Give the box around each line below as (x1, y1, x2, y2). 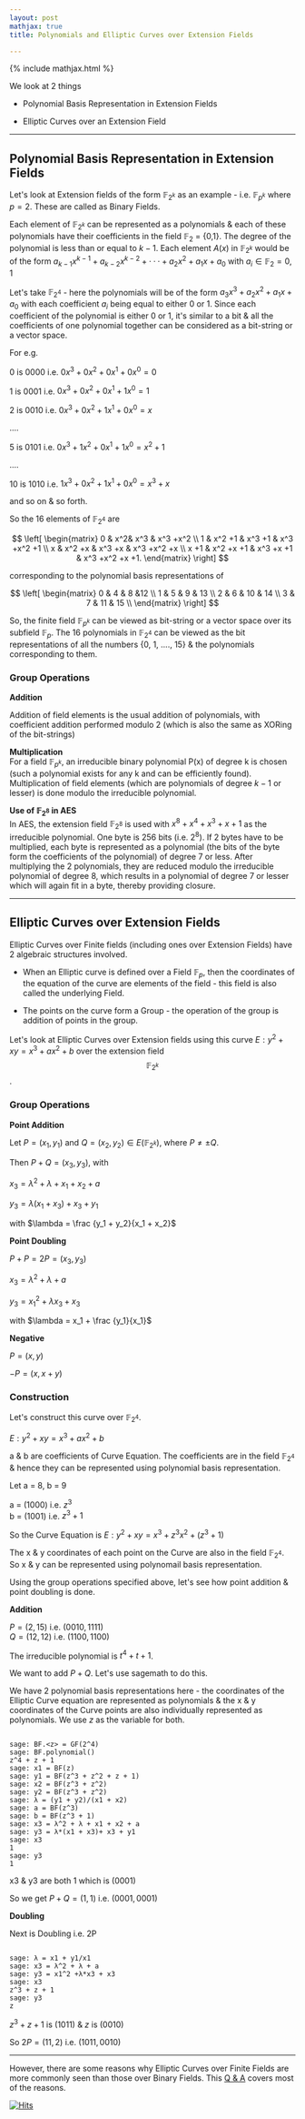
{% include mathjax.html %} (9, 63, 114, 74)
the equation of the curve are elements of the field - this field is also (22, 978, 277, 989)
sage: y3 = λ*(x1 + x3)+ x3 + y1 (9, 1828, 136, 1837)
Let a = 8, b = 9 (9, 1479, 67, 1490)
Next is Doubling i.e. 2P (9, 1928, 97, 1939)
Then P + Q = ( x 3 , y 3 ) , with (9, 1156, 109, 1170)
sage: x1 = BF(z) (9, 1764, 75, 1773)
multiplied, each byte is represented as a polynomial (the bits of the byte (9, 841, 280, 852)
